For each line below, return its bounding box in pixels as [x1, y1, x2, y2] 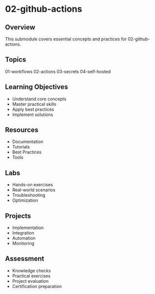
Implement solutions [12, 112, 53, 118]
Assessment [5, 255, 44, 263]
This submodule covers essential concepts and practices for [5, 36, 127, 42]
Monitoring [12, 240, 34, 246]
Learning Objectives [5, 83, 68, 91]
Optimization [12, 198, 38, 204]
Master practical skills [12, 101, 57, 107]
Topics [5, 56, 26, 64]
